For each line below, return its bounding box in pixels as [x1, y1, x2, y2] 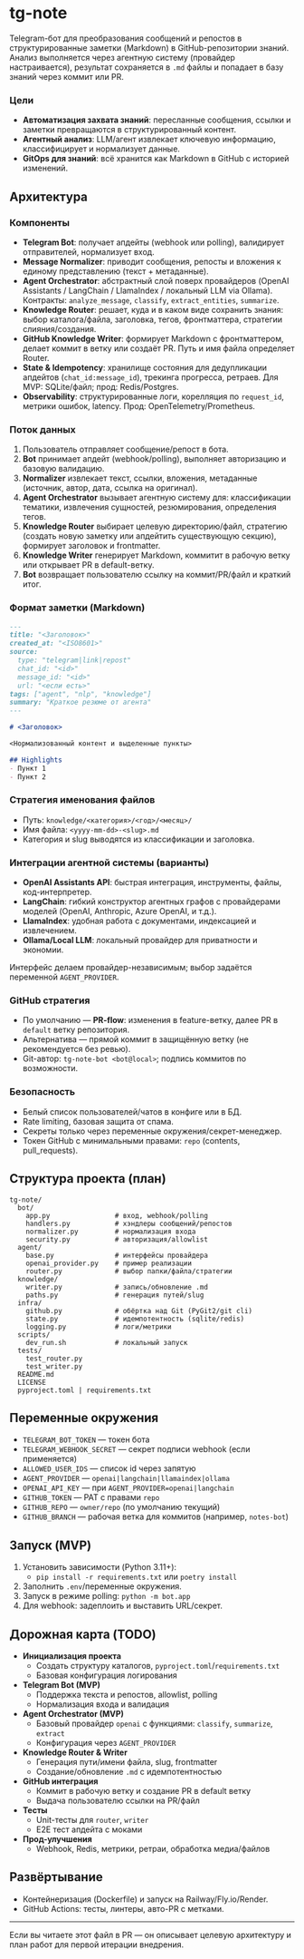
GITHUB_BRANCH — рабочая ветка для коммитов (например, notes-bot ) [22, 1511, 290, 1522]
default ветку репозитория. [22, 1024, 129, 1036]
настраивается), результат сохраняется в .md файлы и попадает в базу [9, 62, 284, 73]
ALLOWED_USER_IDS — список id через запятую [22, 1463, 196, 1474]
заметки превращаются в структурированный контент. [22, 124, 237, 135]
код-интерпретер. [22, 887, 92, 898]
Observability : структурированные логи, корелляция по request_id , [22, 391, 285, 402]
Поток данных [9, 423, 76, 435]
